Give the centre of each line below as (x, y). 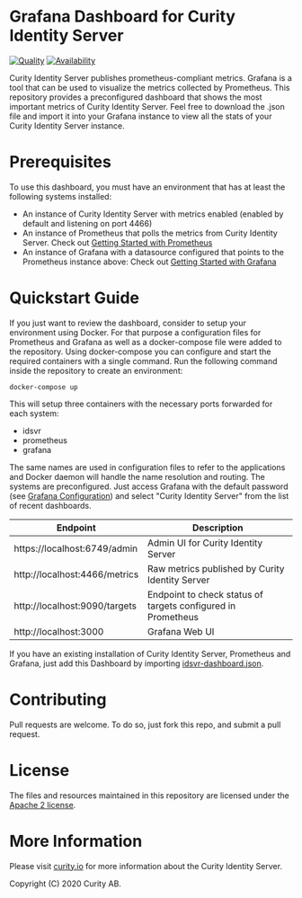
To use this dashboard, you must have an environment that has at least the (147, 187)
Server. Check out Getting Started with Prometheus (117, 242)
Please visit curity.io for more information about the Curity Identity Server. (146, 866)
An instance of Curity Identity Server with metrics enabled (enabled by (153, 214)
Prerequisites (61, 162)
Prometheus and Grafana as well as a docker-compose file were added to (146, 342)
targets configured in (191, 606)
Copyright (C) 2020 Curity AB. (65, 884)
